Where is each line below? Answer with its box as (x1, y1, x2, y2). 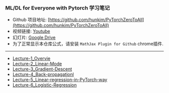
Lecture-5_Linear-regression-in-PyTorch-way (12, 76, 108, 83)
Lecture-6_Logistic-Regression (12, 82, 77, 88)
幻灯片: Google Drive (12, 34, 56, 40)
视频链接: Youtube (12, 28, 50, 34)
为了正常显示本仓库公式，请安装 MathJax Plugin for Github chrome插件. (12, 41, 163, 47)
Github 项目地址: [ (12, 16, 50, 23)
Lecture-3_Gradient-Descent (12, 66, 72, 72)
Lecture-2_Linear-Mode (12, 61, 62, 67)
